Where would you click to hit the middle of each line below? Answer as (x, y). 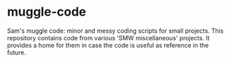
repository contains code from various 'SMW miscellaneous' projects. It (108, 37)
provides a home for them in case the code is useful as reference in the (108, 45)
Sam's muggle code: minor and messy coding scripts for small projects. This (115, 31)
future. (16, 52)
